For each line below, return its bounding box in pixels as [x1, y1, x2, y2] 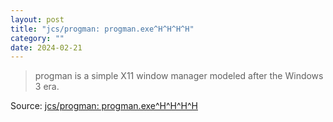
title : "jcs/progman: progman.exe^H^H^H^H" [10, 24, 195, 34]
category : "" [10, 33, 65, 43]
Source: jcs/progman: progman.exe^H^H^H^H [10, 100, 198, 112]
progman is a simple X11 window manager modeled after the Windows [34, 70, 324, 82]
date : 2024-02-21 [10, 42, 83, 53]
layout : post [10, 14, 65, 25]
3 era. [34, 81, 60, 93]
